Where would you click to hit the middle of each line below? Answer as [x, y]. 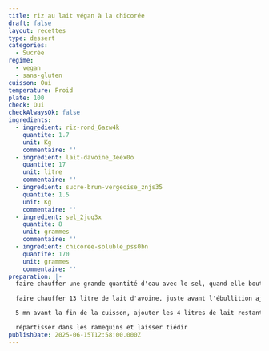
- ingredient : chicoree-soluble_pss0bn [82, 247]
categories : [28, 46]
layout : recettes [37, 30]
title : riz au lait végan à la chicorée [77, 16]
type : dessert [32, 38]
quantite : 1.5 [46, 194]
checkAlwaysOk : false [44, 113]
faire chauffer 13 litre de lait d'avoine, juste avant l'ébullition [134, 299]
